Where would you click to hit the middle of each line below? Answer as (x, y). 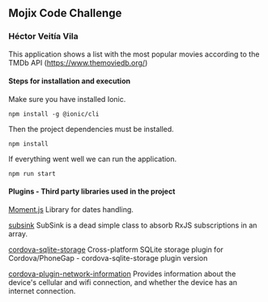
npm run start (32, 173)
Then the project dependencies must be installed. (91, 129)
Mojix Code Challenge (65, 13)
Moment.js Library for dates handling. (71, 210)
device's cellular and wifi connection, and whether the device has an (123, 283)
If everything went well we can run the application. (93, 159)
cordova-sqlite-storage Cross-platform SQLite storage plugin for (116, 249)
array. (18, 234)
